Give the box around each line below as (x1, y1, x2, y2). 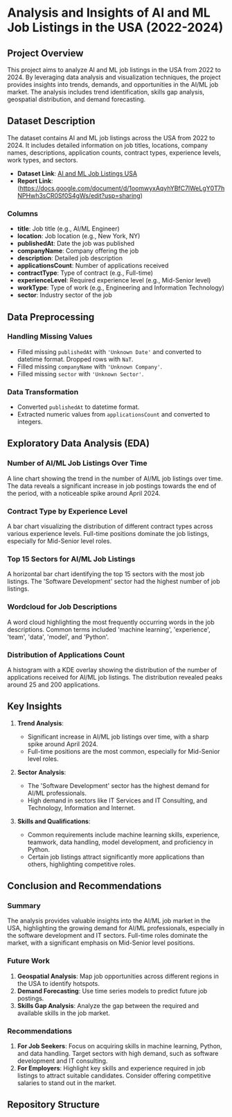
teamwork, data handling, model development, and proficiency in (27, 838, 213, 846)
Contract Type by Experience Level (7, 506, 128, 516)
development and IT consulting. (17, 1057, 108, 1065)
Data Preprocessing (7, 311, 95, 323)
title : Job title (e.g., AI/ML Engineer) (17, 224, 120, 233)
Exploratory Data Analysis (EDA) (7, 437, 150, 449)
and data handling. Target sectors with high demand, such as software (17, 1050, 219, 1058)
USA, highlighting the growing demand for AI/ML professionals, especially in (7, 924, 225, 932)
